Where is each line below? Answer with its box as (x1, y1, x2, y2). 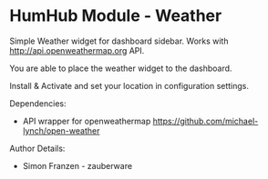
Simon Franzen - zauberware (22, 160, 133, 171)
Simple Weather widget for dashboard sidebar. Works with (9, 35, 229, 46)
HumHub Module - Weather (9, 5, 222, 26)
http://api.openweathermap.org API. (9, 45, 145, 55)
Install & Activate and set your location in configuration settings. (9, 80, 249, 91)
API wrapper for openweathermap (22, 115, 151, 126)
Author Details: (9, 143, 66, 154)
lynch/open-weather (22, 124, 100, 136)
